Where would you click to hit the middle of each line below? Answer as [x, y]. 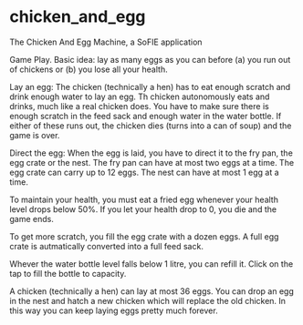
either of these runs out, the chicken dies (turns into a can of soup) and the [151, 126]
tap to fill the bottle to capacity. [68, 273]
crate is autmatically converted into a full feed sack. [106, 246]
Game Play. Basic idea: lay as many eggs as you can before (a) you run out [150, 59]
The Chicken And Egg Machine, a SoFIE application [106, 42]
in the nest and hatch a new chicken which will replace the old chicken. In [147, 300]
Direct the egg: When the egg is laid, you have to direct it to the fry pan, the [151, 153]
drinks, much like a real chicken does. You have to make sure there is [139, 106]
